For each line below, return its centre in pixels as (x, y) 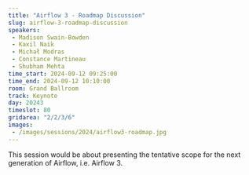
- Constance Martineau (49, 60)
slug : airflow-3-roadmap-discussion (68, 23)
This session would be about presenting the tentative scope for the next (124, 155)
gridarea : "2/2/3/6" (42, 118)
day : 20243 (26, 103)
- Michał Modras (38, 52)
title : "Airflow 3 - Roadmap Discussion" (77, 15)
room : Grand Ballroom (44, 88)
